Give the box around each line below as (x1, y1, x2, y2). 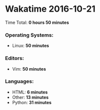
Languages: (5, 78, 34, 85)
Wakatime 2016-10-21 (5, 3, 96, 15)
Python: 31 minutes (12, 99, 52, 105)
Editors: (5, 55, 24, 62)
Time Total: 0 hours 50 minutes (5, 19, 69, 25)
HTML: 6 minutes (12, 89, 48, 95)
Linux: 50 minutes (12, 43, 49, 49)
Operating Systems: (5, 32, 54, 38)
